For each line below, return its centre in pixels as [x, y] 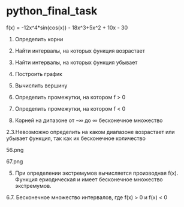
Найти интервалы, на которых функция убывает [76, 62]
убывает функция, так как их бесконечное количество [76, 138]
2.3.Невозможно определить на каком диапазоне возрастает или [91, 132]
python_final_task [52, 11]
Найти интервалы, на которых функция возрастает [80, 51]
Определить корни [39, 39]
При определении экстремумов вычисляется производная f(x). [96, 173]
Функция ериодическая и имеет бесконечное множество [89, 179]
